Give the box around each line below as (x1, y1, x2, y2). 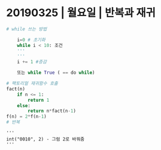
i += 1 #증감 (17, 59, 47, 65)
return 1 (28, 97, 50, 103)
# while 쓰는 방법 (6, 26, 47, 32)
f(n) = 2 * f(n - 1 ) (6, 114, 47, 120)
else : (17, 102, 31, 108)
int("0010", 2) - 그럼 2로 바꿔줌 (6, 136, 85, 142)
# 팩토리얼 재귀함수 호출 (6, 80, 59, 87)
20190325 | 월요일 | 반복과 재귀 (6, 6, 156, 20)
